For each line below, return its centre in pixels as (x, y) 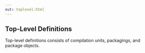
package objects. (22, 46)
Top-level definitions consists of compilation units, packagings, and (72, 40)
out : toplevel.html (25, 9)
